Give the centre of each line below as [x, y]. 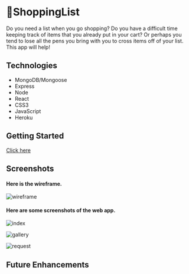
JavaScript [28, 111]
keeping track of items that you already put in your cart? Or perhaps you [94, 34]
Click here [19, 150]
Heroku [24, 117]
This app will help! [28, 47]
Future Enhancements [48, 265]
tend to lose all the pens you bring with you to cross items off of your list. [95, 41]
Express [25, 86]
